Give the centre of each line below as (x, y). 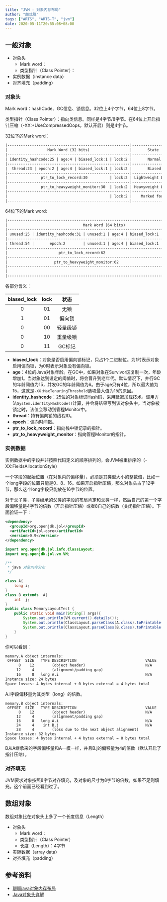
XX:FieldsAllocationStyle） (33, 466)
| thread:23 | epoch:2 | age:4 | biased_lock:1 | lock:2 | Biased (83, 169)
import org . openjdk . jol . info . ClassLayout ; (50, 549)
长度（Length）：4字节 (42, 845)
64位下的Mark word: (26, 211)
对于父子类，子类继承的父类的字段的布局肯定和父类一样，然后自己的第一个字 (83, 500)
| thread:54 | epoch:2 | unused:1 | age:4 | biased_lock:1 (82, 244)
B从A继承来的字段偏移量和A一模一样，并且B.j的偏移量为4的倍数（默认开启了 (83, 748)
